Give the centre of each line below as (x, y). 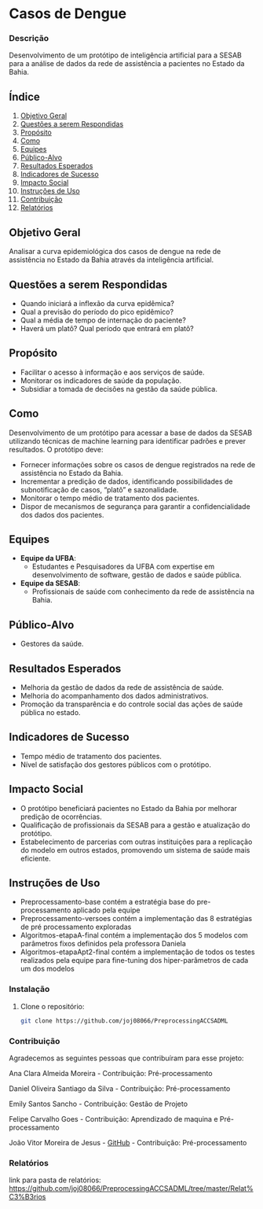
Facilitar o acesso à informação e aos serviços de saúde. (112, 372)
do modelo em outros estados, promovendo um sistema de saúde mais (135, 850)
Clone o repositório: (52, 1006)
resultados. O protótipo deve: (56, 449)
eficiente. (35, 858)
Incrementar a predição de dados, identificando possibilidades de (126, 481)
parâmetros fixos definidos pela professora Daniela (103, 944)
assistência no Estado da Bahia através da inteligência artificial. (111, 260)
